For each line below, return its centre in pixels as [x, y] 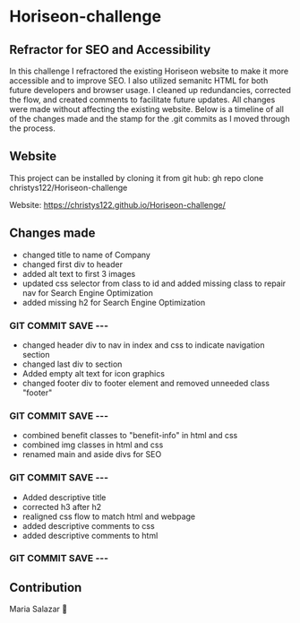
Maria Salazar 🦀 [39, 609]
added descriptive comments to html [90, 535]
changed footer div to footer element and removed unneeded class [146, 383]
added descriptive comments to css [88, 525]
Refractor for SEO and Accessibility [110, 50]
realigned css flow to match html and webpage [109, 516]
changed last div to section [72, 364]
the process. [32, 128]
